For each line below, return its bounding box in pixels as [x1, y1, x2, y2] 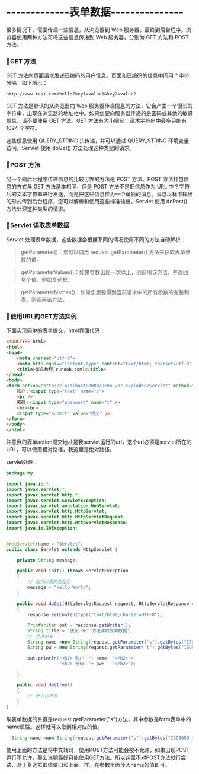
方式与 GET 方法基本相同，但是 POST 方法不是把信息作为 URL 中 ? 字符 [16, 183, 190, 190]
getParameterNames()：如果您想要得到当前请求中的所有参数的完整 [20, 288, 185, 295]
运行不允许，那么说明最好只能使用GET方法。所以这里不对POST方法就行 [6, 754, 181, 761]
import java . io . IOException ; [6, 525, 78, 531]
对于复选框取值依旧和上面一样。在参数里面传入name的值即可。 [16, 761, 171, 768]
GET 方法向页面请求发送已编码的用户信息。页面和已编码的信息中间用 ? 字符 [6, 72, 190, 79]
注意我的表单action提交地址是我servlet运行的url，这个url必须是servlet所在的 [6, 438, 192, 445]
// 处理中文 [27, 633, 53, 639]
